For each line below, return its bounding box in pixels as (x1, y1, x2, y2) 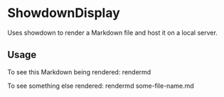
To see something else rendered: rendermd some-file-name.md (7, 81, 194, 90)
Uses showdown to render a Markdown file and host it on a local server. (7, 28, 218, 37)
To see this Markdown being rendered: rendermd (7, 67, 151, 76)
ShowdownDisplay (7, 5, 121, 21)
